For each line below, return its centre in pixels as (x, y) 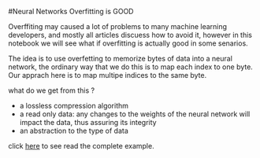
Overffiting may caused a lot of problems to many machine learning (117, 26)
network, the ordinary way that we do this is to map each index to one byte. (131, 67)
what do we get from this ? (52, 90)
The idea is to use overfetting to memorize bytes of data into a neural (120, 59)
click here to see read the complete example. (82, 146)
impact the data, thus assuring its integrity (88, 122)
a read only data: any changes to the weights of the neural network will (135, 114)
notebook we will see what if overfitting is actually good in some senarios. (128, 43)
